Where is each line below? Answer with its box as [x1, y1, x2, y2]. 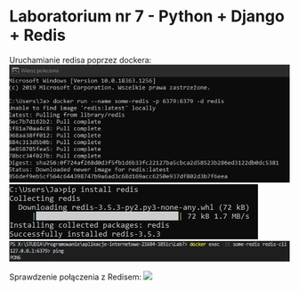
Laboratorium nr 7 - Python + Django [9, 6, 285, 27]
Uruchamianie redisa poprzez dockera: [9, 54, 152, 65]
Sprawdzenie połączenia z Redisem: [9, 271, 142, 282]
